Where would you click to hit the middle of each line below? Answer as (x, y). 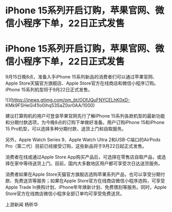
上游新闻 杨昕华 (22, 205)
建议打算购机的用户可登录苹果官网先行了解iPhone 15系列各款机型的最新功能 (85, 116)
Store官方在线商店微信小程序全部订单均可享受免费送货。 (65, 194)
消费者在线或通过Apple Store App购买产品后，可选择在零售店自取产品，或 (83, 157)
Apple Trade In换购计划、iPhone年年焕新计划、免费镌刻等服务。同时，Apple (86, 187)
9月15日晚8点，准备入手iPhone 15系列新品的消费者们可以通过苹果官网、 (81, 77)
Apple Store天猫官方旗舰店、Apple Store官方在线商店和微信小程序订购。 (82, 83)
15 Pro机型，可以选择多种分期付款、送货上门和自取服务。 (66, 129)
